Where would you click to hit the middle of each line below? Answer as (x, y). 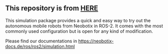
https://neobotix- (96, 41)
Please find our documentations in (41, 41)
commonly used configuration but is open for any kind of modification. (79, 31)
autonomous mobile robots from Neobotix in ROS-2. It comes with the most (84, 26)
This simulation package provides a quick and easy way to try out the (78, 20)
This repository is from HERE (52, 8)
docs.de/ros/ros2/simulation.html (40, 46)
